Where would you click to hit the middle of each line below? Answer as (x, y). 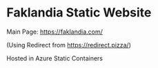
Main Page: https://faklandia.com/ (55, 32)
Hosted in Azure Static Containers (55, 58)
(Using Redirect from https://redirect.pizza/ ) (69, 45)
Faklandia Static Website (79, 13)
